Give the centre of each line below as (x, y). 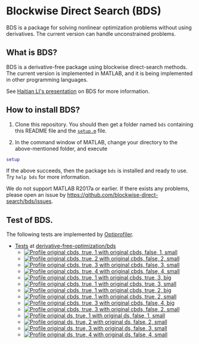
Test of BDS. (30, 220)
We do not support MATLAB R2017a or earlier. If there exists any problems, (98, 188)
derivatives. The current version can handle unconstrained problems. (91, 33)
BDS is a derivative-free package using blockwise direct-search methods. (97, 67)
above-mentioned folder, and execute (61, 148)
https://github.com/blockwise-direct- (113, 195)
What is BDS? (32, 53)
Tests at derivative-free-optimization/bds (65, 246)
